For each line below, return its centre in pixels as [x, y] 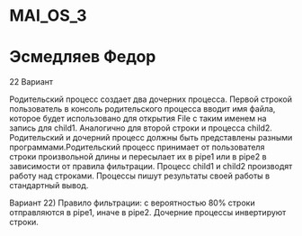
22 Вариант [31, 82]
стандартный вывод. [49, 186]
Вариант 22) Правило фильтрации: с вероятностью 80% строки [132, 203]
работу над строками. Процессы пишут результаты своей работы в [140, 176]
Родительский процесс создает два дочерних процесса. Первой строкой [151, 99]
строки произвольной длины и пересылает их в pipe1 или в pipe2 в [138, 157]
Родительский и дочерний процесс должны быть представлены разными [151, 138]
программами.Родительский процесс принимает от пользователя [137, 147]
